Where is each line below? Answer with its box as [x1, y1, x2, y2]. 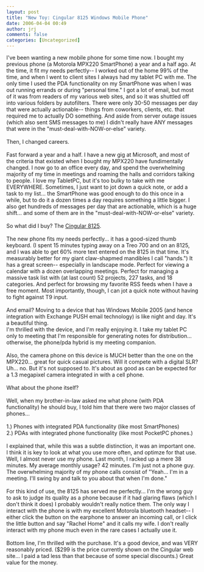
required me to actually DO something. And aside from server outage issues [6, 112, 197, 119]
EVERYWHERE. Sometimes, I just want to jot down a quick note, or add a [6, 183, 188, 191]
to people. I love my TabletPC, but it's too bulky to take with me [6, 177, 165, 184]
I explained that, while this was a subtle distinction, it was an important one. [6, 442, 196, 450]
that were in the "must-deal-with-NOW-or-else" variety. [6, 125, 146, 132]
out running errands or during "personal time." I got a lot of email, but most [6, 87, 194, 93]
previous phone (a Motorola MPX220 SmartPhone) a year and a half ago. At [6, 60, 196, 68]
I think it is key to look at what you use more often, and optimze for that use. [6, 449, 197, 456]
